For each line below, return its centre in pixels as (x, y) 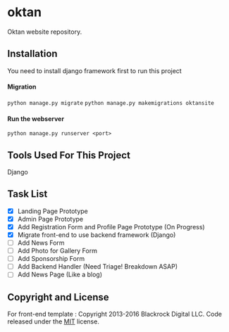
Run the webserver (36, 119)
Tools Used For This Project (69, 155)
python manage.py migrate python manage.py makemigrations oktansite (111, 103)
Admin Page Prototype (50, 219)
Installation (32, 54)
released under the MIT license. (54, 321)
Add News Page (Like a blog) (60, 274)
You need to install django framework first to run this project (94, 70)
